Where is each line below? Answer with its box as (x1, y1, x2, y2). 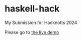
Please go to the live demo (4, 29, 59, 35)
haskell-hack (4, 3, 60, 14)
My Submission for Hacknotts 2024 (4, 19, 78, 25)
